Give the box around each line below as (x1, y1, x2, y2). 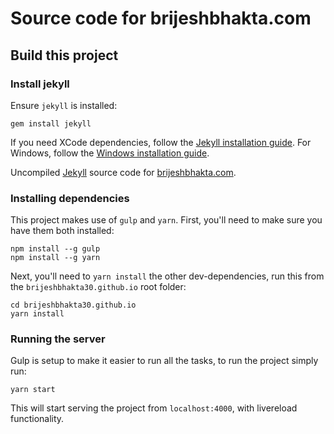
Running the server (10, 332, 106, 346)
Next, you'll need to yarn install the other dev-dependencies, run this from (10, 270, 325, 282)
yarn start (10, 385, 56, 395)
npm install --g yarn (10, 253, 101, 263)
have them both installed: (10, 225, 115, 237)
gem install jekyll (10, 118, 92, 129)
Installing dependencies (10, 191, 130, 205)
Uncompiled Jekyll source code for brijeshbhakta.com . (10, 166, 237, 178)
